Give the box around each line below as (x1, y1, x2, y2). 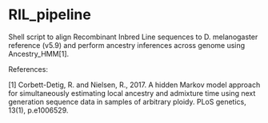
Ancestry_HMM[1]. (8, 49, 70, 58)
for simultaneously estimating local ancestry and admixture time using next (8, 88, 256, 97)
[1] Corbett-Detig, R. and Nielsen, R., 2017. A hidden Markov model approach (8, 80, 261, 89)
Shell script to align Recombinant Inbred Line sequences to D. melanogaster (8, 32, 258, 42)
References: (8, 64, 48, 73)
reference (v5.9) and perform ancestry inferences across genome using (8, 40, 246, 50)
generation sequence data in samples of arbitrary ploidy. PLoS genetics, (8, 97, 246, 106)
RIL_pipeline (8, 6, 92, 24)
